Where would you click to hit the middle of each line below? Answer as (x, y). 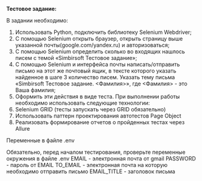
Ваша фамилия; (35, 90)
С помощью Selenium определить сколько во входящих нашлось (100, 51)
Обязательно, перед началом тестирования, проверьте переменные (96, 152)
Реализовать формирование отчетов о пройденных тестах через (100, 122)
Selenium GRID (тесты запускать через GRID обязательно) (90, 109)
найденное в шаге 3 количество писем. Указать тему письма (95, 77)
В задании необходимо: (37, 20)
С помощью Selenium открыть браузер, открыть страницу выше (99, 38)
